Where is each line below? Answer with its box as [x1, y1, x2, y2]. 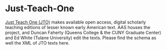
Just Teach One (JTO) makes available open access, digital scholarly [5, 19, 146, 25]
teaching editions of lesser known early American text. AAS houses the [5, 24, 151, 30]
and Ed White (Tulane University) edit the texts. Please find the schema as [5, 35, 157, 41]
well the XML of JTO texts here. [5, 40, 70, 46]
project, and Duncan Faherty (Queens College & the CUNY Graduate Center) [5, 29, 162, 35]
